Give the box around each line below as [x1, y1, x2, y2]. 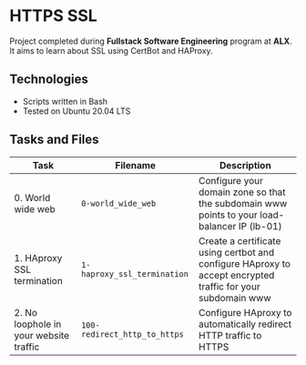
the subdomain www [199, 197, 288, 209]
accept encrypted [199, 269, 275, 281]
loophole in [14, 318, 62, 330]
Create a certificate [199, 234, 281, 247]
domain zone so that [199, 186, 286, 198]
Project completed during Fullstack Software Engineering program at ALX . [9, 35, 293, 46]
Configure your [199, 174, 264, 187]
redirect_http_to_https [80, 329, 184, 340]
